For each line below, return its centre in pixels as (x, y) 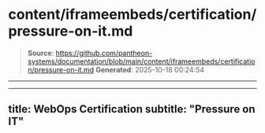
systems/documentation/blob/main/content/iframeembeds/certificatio (141, 61)
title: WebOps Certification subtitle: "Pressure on (132, 109)
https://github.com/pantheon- (104, 53)
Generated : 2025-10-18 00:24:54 (150, 69)
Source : (41, 53)
